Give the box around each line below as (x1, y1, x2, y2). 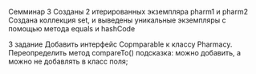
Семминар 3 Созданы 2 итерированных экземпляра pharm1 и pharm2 (8, 7, 249, 16)
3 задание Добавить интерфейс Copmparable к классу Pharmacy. (8, 39, 233, 49)
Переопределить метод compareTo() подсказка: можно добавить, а (8, 48, 242, 57)
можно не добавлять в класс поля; (8, 56, 128, 66)
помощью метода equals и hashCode (8, 24, 136, 33)
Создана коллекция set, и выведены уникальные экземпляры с (8, 15, 226, 25)
